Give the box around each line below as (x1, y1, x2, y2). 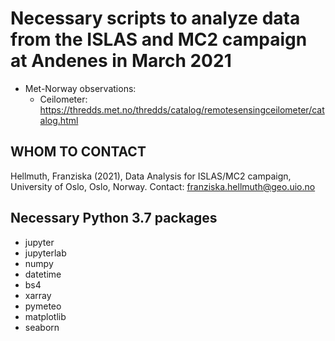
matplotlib (24, 310, 67, 322)
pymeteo (24, 300, 62, 312)
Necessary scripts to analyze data (10, 7, 301, 30)
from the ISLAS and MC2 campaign (10, 28, 308, 51)
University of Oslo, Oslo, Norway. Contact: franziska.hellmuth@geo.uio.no (10, 180, 316, 192)
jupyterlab (24, 247, 67, 259)
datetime (24, 268, 62, 280)
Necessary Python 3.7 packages (10, 210, 218, 227)
